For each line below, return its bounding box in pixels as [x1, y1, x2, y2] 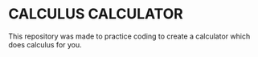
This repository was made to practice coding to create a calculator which [8, 31, 251, 41]
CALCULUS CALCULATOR [8, 5, 183, 23]
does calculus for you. [8, 39, 82, 49]
